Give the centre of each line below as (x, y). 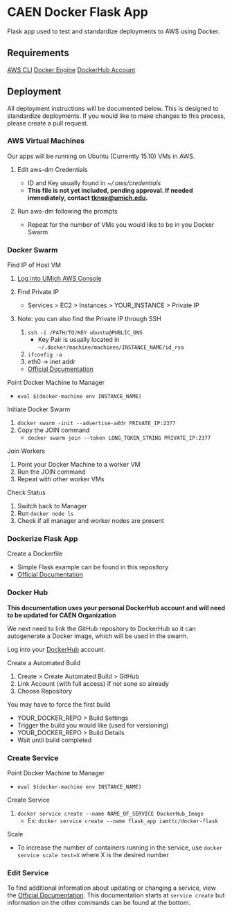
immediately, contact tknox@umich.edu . (88, 198)
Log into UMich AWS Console (59, 279)
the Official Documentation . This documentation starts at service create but (116, 895)
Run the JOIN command (51, 472)
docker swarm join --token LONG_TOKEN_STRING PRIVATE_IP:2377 (119, 438)
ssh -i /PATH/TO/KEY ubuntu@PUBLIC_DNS (85, 333)
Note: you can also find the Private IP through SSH (89, 319)
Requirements (38, 53)
